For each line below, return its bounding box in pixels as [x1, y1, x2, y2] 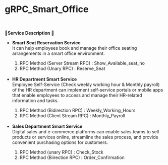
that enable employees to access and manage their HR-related [12, 92, 142, 98]
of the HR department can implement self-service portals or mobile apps [12, 87, 163, 93]
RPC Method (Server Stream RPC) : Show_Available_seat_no [19, 60, 145, 66]
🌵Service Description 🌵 [5, 30, 54, 36]
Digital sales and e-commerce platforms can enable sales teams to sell [12, 128, 159, 134]
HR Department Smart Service [12, 76, 77, 82]
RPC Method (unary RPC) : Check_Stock [19, 149, 104, 155]
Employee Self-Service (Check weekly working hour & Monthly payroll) [12, 81, 160, 88]
